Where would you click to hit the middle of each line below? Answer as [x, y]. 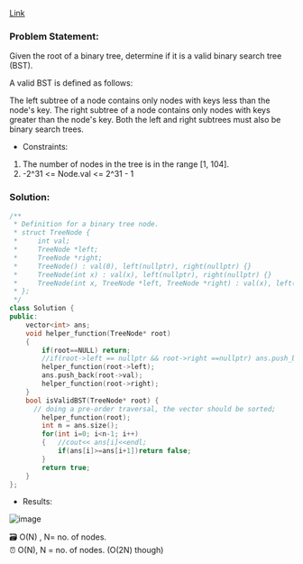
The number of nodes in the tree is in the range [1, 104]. [126, 164]
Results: [37, 502]
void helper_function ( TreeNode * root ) [98, 333]
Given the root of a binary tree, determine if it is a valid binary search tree [146, 56]
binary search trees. [46, 129]
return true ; [66, 467]
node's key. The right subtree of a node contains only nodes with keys [140, 110]
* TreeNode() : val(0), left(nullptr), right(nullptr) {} [133, 266]
